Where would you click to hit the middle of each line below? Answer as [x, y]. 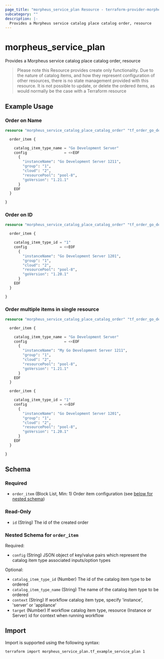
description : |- [21, 19]
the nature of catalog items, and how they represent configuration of [86, 76]
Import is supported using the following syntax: [52, 642]
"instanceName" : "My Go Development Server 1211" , [75, 350]
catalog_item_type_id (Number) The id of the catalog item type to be [82, 579]
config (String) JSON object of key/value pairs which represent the [79, 555]
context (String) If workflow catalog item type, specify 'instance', [77, 600]
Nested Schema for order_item [42, 535]
